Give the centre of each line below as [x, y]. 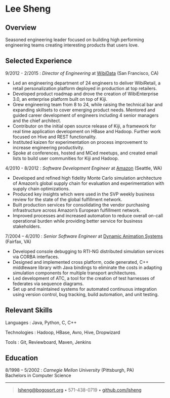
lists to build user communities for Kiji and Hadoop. [66, 158]
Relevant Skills [29, 310]
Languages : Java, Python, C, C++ [41, 323]
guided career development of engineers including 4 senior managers [86, 115]
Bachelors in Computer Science [38, 376]
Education [22, 358]
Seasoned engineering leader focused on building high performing [75, 39]
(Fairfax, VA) [18, 242]
